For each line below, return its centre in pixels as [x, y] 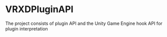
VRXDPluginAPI [39, 9]
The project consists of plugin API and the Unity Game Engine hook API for [84, 23]
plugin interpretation [27, 28]
